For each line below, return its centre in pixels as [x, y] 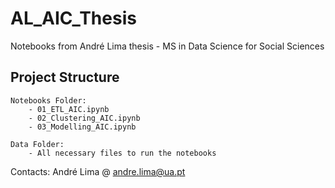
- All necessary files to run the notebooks [122, 153]
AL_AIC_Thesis [73, 18]
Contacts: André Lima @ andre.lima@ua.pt [98, 171]
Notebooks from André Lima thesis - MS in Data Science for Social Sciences [167, 46]
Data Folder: [37, 144]
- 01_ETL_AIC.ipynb [69, 109]
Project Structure [65, 77]
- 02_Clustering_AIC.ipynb [84, 118]
